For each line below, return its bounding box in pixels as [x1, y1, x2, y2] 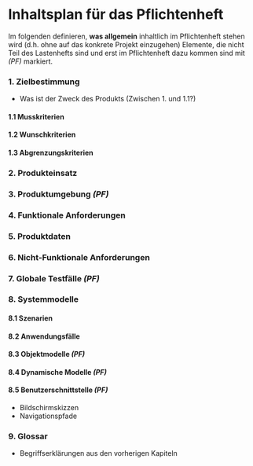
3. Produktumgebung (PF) [8, 189, 109, 200]
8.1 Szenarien [8, 314, 53, 323]
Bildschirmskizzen [19, 403, 79, 413]
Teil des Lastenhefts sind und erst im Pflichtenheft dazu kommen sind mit [8, 48, 245, 57]
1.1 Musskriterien [8, 112, 64, 121]
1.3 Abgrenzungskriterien [8, 148, 94, 158]
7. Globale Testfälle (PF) [8, 273, 100, 284]
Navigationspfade [19, 411, 77, 421]
